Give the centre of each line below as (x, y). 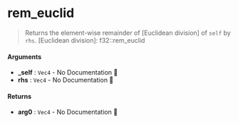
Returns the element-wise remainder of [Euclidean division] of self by (128, 33)
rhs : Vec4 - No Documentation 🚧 (66, 80)
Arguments (25, 57)
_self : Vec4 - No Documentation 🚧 (68, 73)
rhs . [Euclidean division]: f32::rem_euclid (85, 40)
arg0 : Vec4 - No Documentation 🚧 (68, 112)
